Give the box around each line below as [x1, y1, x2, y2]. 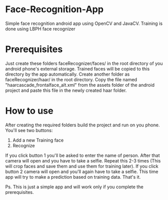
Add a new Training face [12, 137, 64, 143]
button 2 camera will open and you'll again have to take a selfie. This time [5, 169, 158, 175]
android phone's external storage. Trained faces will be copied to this [5, 65, 150, 72]
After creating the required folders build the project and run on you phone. [5, 122, 160, 128]
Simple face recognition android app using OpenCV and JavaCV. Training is [5, 20, 163, 26]
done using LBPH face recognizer [5, 25, 76, 31]
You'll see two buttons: [5, 127, 53, 133]
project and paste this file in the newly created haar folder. [5, 87, 127, 93]
